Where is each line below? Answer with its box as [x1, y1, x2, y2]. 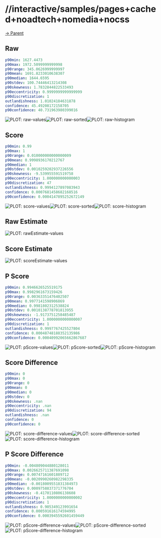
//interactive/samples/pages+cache [5, 3, 156, 15]
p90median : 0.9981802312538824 [5, 303, 69, 308]
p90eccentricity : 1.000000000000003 [5, 176, 80, 181]
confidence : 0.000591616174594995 [5, 509, 76, 514]
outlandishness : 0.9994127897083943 [5, 185, 80, 190]
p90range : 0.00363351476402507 [5, 294, 69, 299]
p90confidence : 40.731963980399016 [5, 108, 78, 113]
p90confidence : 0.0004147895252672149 [5, 194, 84, 199]
